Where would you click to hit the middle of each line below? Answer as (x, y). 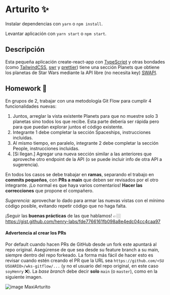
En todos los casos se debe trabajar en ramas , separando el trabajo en (80, 174)
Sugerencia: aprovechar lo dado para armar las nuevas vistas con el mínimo (85, 200)
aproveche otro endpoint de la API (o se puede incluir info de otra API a (87, 159)
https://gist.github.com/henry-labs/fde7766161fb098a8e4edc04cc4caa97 (83, 221)
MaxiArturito (38, 287)
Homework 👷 (26, 89)
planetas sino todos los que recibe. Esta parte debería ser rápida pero (86, 121)
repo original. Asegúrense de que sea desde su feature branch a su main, (82, 249)
